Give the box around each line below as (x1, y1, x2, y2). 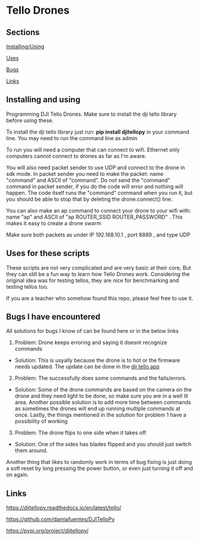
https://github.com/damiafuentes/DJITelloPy (6, 516, 115, 523)
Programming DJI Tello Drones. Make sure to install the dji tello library (6, 110, 177, 118)
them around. (14, 447, 48, 454)
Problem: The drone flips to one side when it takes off (14, 429, 147, 437)
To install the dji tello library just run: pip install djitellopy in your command (6, 128, 189, 135)
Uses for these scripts (6, 248, 90, 258)
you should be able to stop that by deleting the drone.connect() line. (6, 195, 173, 203)
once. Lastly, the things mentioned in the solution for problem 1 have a (14, 411, 187, 419)
